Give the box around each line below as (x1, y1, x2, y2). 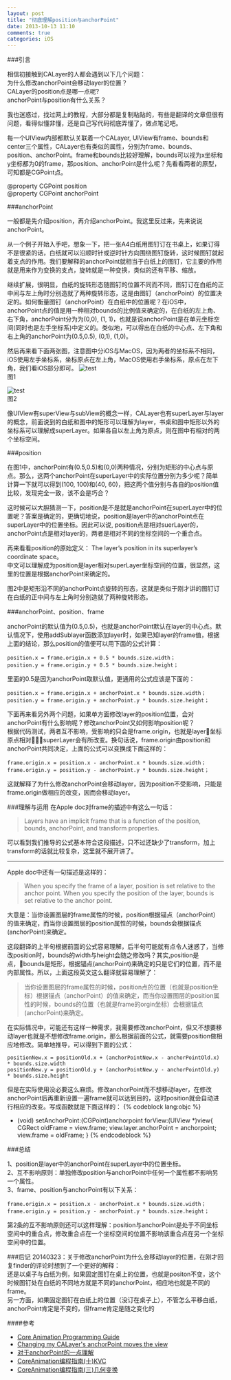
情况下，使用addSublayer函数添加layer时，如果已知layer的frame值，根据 (12, 631, 220, 639)
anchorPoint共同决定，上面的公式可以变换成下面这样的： (7, 744, 168, 753)
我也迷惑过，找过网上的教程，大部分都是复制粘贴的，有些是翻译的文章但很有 (7, 111, 224, 119)
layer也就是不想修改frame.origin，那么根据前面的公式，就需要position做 (12, 1032, 217, 1041)
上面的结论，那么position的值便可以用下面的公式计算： (7, 640, 163, 648)
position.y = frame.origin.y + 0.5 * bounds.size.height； (7, 662, 179, 669)
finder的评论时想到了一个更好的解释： (12, 1262, 120, 1270)
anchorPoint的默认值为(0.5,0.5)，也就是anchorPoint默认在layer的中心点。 (7, 623, 216, 631)
